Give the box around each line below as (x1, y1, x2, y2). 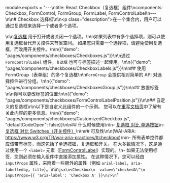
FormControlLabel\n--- (108, 10, 156, 16)
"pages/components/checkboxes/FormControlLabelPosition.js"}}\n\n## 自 (5, 97, 161, 103)
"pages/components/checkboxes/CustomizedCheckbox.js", (5, 116, 130, 121)
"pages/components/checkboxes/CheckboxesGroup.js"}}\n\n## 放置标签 (5, 85, 159, 90)
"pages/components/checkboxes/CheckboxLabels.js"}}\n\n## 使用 (5, 65, 146, 71)
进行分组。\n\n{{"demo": (18, 78, 70, 84)
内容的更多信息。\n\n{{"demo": (14, 110, 79, 116)
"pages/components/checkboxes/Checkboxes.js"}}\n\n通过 (5, 53, 130, 59)
